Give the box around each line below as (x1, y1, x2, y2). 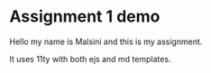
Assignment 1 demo (9, 6, 161, 27)
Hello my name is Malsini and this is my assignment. (9, 36, 203, 47)
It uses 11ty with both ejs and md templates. (9, 53, 171, 64)
